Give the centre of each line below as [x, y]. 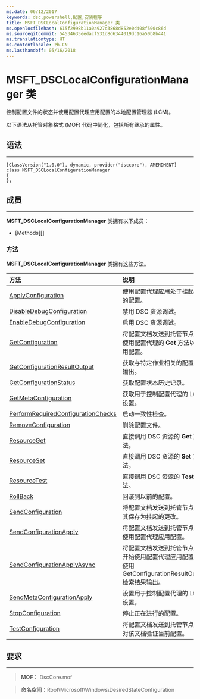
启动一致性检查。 [146, 414]
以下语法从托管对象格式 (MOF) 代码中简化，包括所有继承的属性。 [86, 124]
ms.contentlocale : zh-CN [37, 45]
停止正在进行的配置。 [152, 613]
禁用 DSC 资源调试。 [151, 311]
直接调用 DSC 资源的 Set [157, 456]
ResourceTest [28, 481]
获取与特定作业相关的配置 [158, 362]
